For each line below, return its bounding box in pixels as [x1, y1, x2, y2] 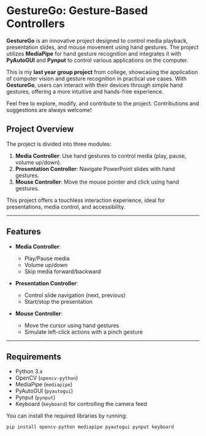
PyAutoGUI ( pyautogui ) [15, 387, 74, 395]
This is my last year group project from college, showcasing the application [6, 68, 198, 75]
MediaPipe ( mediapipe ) [15, 381, 73, 388]
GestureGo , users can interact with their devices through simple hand [6, 81, 183, 89]
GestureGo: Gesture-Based [6, 4, 148, 18]
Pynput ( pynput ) [15, 394, 56, 401]
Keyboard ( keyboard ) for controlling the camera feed [15, 400, 147, 408]
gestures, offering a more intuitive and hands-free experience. [6, 88, 164, 95]
